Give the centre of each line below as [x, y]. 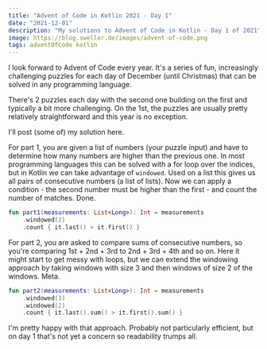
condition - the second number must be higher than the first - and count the [133, 190]
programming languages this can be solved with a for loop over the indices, [132, 164]
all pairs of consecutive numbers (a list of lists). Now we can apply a [120, 181]
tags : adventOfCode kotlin [53, 45]
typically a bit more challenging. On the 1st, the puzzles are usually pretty [128, 109]
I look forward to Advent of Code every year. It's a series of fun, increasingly [133, 67]
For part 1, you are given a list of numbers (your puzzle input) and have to [128, 148]
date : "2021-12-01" [41, 23]
